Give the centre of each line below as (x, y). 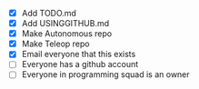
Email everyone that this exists (79, 54)
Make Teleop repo (55, 44)
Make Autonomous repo (67, 34)
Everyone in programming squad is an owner (105, 74)
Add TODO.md (49, 13)
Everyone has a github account (80, 64)
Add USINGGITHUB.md (65, 24)
